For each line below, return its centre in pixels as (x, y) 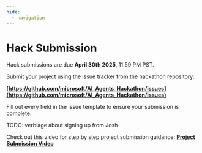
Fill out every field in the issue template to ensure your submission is (93, 107)
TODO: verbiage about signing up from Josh (62, 125)
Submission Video (30, 144)
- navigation (28, 18)
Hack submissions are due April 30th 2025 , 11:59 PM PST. (80, 65)
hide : (13, 12)
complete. (19, 113)
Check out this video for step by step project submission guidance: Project (101, 137)
